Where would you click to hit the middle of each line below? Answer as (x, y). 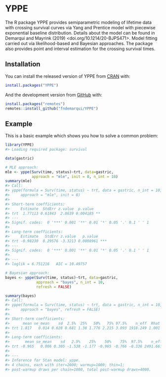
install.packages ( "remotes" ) (35, 104)
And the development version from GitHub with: (54, 95)
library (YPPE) (20, 145)
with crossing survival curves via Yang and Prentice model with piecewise (80, 27)
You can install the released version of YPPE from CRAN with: (68, 76)
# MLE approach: (22, 167)
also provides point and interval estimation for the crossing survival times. (80, 49)
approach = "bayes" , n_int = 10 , (71, 282)
